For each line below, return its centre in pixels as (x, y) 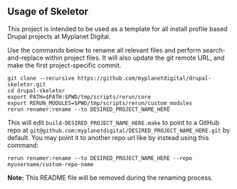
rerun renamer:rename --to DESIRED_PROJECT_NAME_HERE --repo (100, 158)
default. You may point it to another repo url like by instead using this (108, 137)
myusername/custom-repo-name (51, 164)
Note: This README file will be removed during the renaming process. (110, 178)
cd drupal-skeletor (36, 91)
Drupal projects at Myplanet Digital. (59, 36)
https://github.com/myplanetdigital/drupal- (144, 78)
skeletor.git (27, 85)
